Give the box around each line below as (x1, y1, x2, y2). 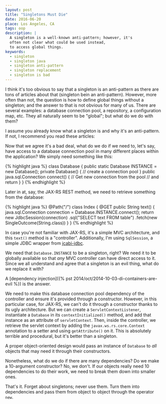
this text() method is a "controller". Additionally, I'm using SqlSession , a (5, 235, 153, 241)
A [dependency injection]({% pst (5, 275, 73, 281)
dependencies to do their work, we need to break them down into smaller (5, 368, 156, 374)
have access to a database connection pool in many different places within (5, 148, 159, 154)
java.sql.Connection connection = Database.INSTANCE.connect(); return (5, 209, 154, 215)
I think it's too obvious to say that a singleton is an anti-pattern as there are (5, 86, 159, 92)
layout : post (5, 7, 32, 13)
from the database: (5, 194, 44, 200)
